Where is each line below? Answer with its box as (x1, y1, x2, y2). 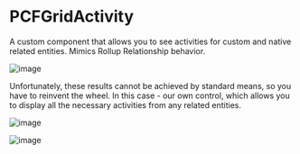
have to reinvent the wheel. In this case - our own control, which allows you (9, 90, 291, 101)
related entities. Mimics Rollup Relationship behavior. (9, 45, 206, 56)
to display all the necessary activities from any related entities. (9, 99, 242, 110)
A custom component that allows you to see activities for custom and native (9, 36, 292, 47)
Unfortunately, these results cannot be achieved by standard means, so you (9, 80, 292, 91)
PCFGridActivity (9, 6, 134, 27)
